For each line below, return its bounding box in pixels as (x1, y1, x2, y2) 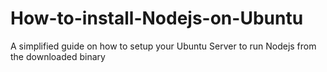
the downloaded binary (10, 50, 106, 62)
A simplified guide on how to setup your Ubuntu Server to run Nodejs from (10, 40, 317, 52)
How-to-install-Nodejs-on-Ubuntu (10, 7, 304, 30)
